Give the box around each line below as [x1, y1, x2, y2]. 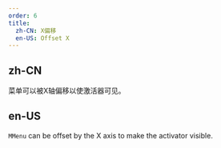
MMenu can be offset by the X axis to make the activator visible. [8, 130, 214, 140]
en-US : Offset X [15, 34, 70, 42]
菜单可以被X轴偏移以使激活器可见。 [8, 86, 126, 96]
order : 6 [8, 11, 38, 20]
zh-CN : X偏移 [15, 26, 57, 34]
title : [8, 19, 30, 27]
